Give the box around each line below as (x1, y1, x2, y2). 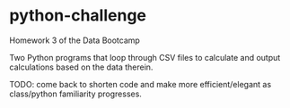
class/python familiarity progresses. (9, 88, 142, 99)
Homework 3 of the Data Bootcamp (9, 35, 141, 46)
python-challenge (9, 5, 146, 26)
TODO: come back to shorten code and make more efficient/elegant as (9, 79, 272, 89)
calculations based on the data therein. (9, 62, 154, 72)
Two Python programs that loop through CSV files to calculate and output (9, 52, 281, 62)
